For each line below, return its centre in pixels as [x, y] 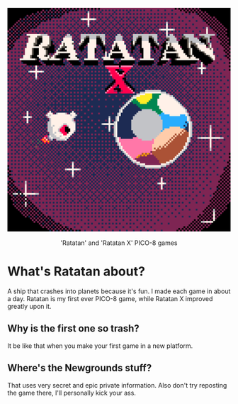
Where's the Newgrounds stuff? [80, 368]
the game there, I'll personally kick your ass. [72, 393]
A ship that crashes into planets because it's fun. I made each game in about [119, 291]
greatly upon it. [29, 306]
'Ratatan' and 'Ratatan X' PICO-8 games [119, 243]
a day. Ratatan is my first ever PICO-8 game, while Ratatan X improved [110, 298]
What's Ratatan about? [76, 272]
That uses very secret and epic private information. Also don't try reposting [117, 385]
